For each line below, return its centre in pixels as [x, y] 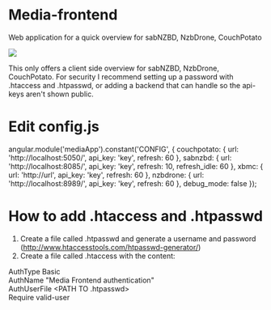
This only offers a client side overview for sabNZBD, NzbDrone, [114, 68]
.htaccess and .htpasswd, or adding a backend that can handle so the [125, 85]
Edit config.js [54, 127]
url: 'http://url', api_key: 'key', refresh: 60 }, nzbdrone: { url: [106, 175]
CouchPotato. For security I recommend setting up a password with [121, 76]
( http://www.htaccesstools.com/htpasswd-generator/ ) [110, 247]
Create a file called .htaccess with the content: [97, 256]
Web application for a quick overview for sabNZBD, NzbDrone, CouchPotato [135, 37]
